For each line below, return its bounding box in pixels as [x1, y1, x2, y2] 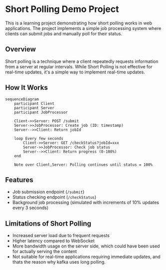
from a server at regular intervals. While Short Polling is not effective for [5, 63, 153, 69]
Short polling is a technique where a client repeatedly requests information [5, 58, 159, 64]
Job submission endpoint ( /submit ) [12, 189, 85, 195]
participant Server [14, 105, 55, 110]
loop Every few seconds [14, 136, 64, 141]
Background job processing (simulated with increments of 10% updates [12, 200, 160, 206]
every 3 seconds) [12, 205, 49, 211]
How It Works [5, 83, 48, 92]
